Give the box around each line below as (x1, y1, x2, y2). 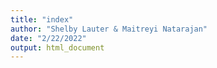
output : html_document (10, 42, 105, 53)
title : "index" (10, 14, 74, 25)
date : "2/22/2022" (10, 33, 87, 43)
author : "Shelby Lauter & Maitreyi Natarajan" (10, 24, 208, 34)
